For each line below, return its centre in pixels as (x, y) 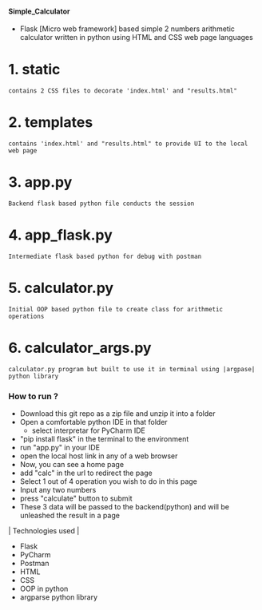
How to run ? (33, 396)
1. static (34, 70)
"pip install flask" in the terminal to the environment (104, 439)
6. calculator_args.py (80, 348)
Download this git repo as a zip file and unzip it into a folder (117, 414)
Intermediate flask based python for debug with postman (105, 256)
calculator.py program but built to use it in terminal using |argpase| (132, 369)
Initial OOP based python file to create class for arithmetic (116, 309)
